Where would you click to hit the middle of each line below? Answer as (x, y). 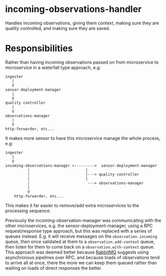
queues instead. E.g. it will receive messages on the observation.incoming (81, 236)
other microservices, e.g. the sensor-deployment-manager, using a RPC (79, 226)
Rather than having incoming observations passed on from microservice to (82, 62)
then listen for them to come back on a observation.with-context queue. (80, 247)
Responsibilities (39, 49)
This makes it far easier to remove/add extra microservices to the (72, 205)
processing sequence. (28, 211)
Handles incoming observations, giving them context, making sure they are (82, 23)
